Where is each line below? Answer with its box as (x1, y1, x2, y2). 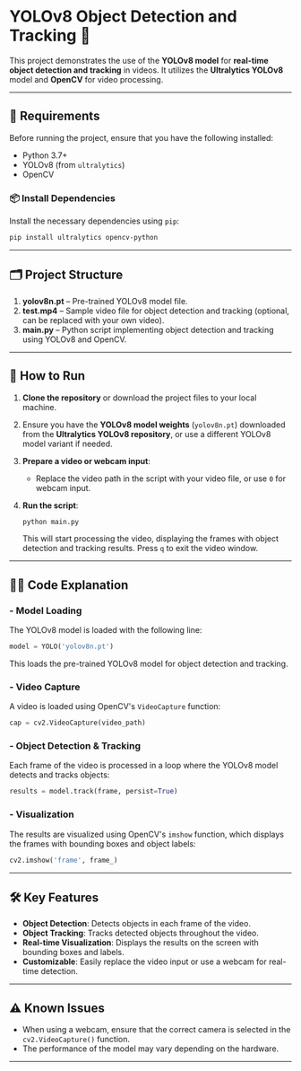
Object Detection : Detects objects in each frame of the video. (21, 918, 251, 929)
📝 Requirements (9, 109, 100, 124)
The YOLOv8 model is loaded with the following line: (9, 625, 202, 636)
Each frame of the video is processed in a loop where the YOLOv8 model (9, 760, 279, 771)
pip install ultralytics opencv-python (9, 233, 159, 242)
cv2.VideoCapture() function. (21, 1034, 130, 1045)
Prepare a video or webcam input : (21, 455, 150, 466)
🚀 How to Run (9, 368, 86, 383)
